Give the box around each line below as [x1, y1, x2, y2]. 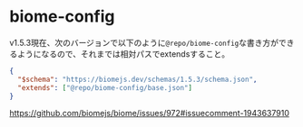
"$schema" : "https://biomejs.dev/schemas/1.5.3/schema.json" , [17, 75, 258, 84]
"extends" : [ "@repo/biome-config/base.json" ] [17, 83, 193, 92]
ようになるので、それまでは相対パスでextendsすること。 [16, 48, 230, 59]
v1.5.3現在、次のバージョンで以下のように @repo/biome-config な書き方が [9, 37, 279, 48]
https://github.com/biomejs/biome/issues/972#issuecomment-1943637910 [9, 108, 290, 119]
